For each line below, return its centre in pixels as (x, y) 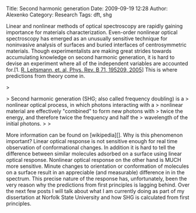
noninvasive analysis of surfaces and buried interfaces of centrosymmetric (97, 45)
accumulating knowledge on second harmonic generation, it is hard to (90, 57)
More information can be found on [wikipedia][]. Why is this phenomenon (94, 135)
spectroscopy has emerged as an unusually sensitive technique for (87, 38)
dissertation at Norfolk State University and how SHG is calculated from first (98, 197)
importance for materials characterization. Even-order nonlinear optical (92, 32)
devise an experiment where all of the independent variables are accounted (97, 63)
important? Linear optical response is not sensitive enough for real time (92, 141)
